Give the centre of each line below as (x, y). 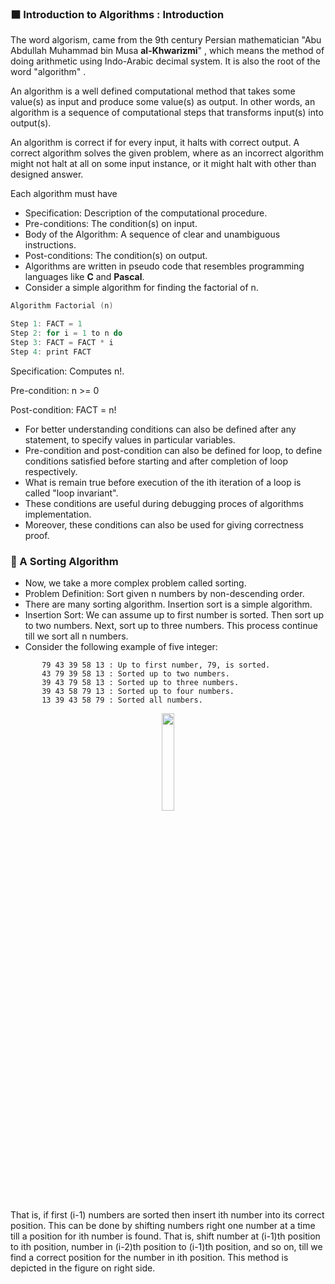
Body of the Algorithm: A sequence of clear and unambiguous (152, 234)
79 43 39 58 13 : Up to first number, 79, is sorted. (156, 665)
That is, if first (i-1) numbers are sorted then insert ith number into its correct (167, 1214)
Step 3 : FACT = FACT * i (62, 342)
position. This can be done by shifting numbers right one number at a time (163, 1225)
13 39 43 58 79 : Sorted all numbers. (122, 700)
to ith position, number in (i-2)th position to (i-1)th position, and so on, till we (166, 1246)
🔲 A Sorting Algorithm (64, 561)
